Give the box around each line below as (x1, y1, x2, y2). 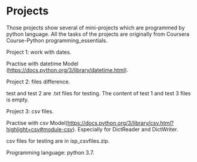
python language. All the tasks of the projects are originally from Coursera (6, 30, 190, 37)
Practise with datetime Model (6, 60, 79, 67)
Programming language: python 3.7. (6, 149, 94, 156)
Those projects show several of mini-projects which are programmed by (6, 24, 185, 31)
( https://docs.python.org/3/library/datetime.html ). (6, 66, 129, 73)
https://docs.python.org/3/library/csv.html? (67, 119, 174, 127)
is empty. (6, 96, 29, 103)
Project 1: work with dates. (6, 48, 71, 55)
